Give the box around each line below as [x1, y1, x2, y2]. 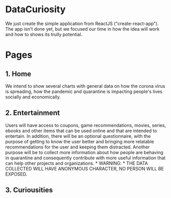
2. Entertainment [5, 109, 60, 117]
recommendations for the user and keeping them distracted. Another [5, 144, 150, 150]
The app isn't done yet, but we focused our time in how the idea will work [5, 26, 160, 32]
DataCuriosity [5, 4, 66, 15]
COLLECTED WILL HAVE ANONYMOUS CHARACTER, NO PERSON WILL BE [5, 165, 164, 171]
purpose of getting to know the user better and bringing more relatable [5, 138, 154, 144]
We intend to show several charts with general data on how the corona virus [5, 83, 165, 89]
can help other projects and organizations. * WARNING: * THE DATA [5, 160, 148, 166]
